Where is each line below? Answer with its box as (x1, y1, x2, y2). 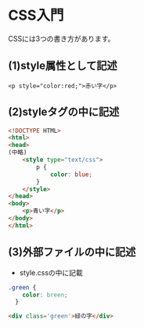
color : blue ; (49, 170, 92, 179)
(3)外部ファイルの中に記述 (8, 245, 136, 259)
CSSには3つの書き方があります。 (8, 34, 115, 43)
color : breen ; (22, 291, 68, 299)
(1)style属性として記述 (8, 59, 117, 72)
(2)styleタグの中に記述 (8, 105, 120, 119)
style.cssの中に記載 (19, 267, 84, 277)
